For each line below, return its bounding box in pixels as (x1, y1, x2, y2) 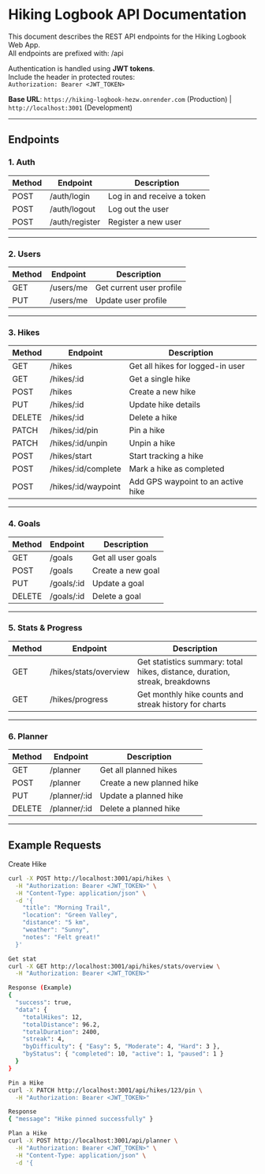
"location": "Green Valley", (22, 911, 118, 920)
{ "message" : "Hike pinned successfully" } (8, 1116, 154, 1123)
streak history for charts (136, 698, 226, 709)
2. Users (8, 248, 41, 259)
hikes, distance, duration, (136, 666, 230, 677)
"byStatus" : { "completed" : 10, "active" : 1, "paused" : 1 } (22, 1050, 224, 1058)
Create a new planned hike (99, 777, 199, 788)
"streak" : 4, (22, 1035, 65, 1044)
